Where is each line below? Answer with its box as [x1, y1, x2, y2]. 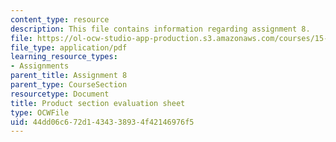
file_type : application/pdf [10, 42, 128, 53]
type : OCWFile [10, 107, 70, 118]
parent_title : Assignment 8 [10, 71, 128, 81]
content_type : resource [10, 14, 110, 25]
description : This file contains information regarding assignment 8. [10, 24, 311, 34]
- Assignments [10, 61, 70, 71]
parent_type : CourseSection [10, 80, 128, 90]
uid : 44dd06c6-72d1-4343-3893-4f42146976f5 [10, 117, 195, 127]
